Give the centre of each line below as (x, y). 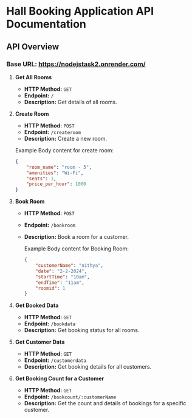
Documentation (46, 24)
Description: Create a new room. (66, 138)
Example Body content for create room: (64, 150)
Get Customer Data (40, 342)
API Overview (33, 47)
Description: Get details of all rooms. (70, 102)
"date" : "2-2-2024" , (61, 271)
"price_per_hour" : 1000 (56, 184)
